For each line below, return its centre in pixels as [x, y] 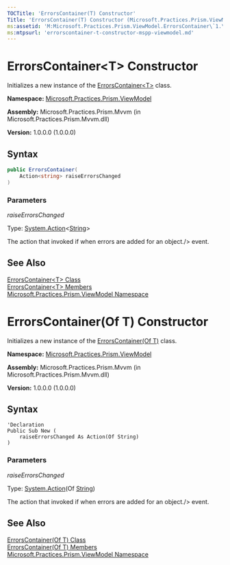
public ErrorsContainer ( [42, 170]
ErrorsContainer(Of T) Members [52, 547]
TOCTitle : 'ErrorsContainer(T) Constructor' [72, 13]
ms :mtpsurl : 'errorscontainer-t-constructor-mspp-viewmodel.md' [101, 33]
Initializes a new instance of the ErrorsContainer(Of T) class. [92, 340]
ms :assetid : [24, 26]
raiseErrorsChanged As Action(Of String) [79, 437]
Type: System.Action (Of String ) [51, 488]
